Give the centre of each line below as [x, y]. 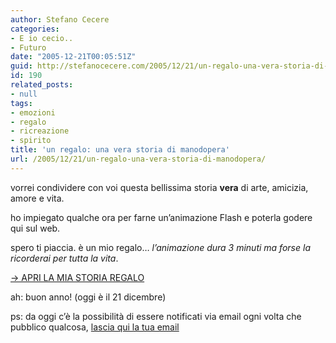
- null [24, 94]
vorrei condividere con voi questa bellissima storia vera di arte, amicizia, [159, 187]
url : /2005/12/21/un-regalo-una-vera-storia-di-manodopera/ [138, 159]
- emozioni [33, 112]
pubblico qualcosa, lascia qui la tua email [95, 327]
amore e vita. [37, 198]
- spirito [31, 141]
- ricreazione [40, 131]
